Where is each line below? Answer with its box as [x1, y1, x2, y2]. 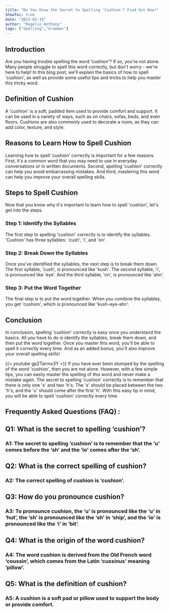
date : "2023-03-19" [5, 17, 46, 22]
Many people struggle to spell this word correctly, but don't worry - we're [5, 64, 158, 70]
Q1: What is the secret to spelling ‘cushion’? [5, 425, 146, 433]
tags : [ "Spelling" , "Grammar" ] [5, 26, 69, 31]
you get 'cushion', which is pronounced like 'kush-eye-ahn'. [5, 301, 130, 307]
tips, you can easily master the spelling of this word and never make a [5, 372, 150, 378]
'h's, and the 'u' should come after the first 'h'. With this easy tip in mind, [5, 388, 156, 394]
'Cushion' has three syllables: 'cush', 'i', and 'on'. [5, 236, 106, 243]
